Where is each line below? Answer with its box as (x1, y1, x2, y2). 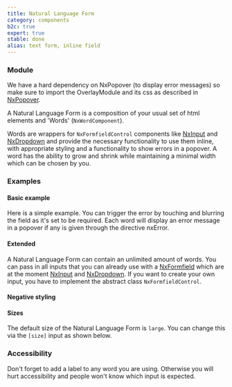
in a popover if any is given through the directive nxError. (7, 224, 170, 232)
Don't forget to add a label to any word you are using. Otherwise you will (7, 364, 213, 372)
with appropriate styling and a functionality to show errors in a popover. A (7, 145, 217, 153)
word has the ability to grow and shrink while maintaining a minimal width (7, 152, 216, 160)
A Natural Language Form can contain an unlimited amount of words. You (7, 255, 217, 263)
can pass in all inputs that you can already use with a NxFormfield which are (7, 262, 224, 271)
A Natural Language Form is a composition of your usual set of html (7, 109, 200, 118)
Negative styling (7, 293, 56, 301)
